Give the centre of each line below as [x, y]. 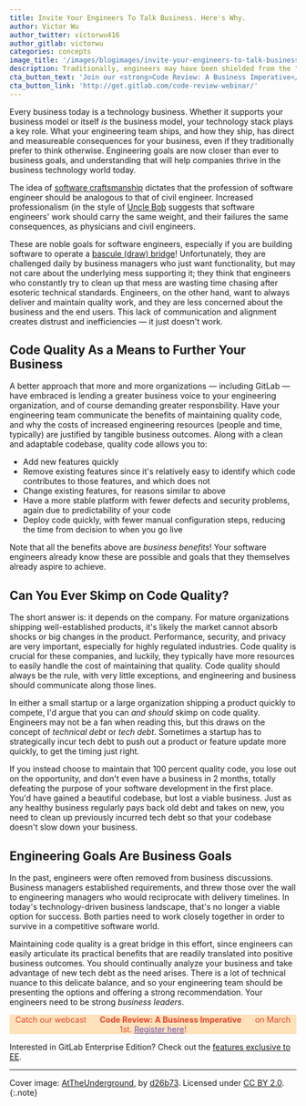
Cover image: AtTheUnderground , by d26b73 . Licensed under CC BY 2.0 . [147, 1083]
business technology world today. [73, 170]
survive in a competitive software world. [85, 926]
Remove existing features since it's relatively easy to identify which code [159, 471]
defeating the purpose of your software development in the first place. [142, 789]
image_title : [34, 60]
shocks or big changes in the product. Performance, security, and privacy [148, 637]
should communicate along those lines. [83, 686]
